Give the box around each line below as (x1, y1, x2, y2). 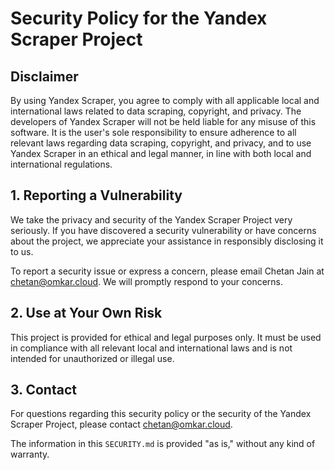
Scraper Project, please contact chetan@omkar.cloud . (10, 418, 233, 431)
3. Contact (10, 382, 77, 399)
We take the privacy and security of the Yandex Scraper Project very (10, 213, 293, 226)
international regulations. (10, 158, 113, 170)
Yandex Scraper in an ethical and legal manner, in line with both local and (10, 148, 312, 159)
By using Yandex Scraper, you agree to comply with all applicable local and (10, 95, 320, 106)
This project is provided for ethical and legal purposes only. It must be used (10, 331, 322, 343)
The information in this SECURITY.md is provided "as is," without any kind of (10, 438, 316, 450)
